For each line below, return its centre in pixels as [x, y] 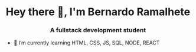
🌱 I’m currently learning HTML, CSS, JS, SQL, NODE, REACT [86, 43]
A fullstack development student [98, 30]
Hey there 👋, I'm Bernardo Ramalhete [98, 12]
